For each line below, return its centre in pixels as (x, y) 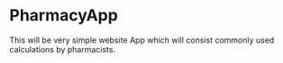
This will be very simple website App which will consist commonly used (142, 40)
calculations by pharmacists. (62, 49)
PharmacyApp (64, 16)
